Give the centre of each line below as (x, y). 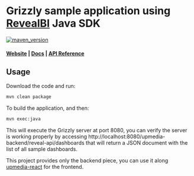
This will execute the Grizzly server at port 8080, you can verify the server (97, 131)
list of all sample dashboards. (42, 149)
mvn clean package (29, 97)
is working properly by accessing (47, 136)
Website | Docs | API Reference (45, 53)
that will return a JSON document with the (137, 143)
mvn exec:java (24, 119)
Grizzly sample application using (88, 11)
